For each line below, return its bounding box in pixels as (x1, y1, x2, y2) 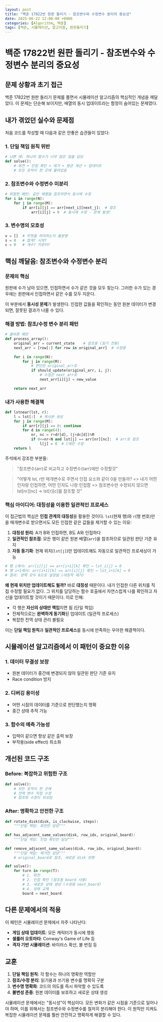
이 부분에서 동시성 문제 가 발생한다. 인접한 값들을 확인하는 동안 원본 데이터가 (5, 302, 147, 307)
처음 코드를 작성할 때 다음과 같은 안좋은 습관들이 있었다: (5, 130, 110, 135)
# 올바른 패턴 (5, 332, 29, 337)
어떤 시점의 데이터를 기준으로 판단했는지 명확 (12, 702, 97, 707)
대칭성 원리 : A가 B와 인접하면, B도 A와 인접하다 (12, 530, 101, 536)
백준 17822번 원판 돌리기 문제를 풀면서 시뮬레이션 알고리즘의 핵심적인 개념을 (5, 94, 149, 100)
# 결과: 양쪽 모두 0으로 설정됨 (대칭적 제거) (5, 572, 84, 578)
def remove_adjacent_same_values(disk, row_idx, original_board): (5, 846, 142, 851)
